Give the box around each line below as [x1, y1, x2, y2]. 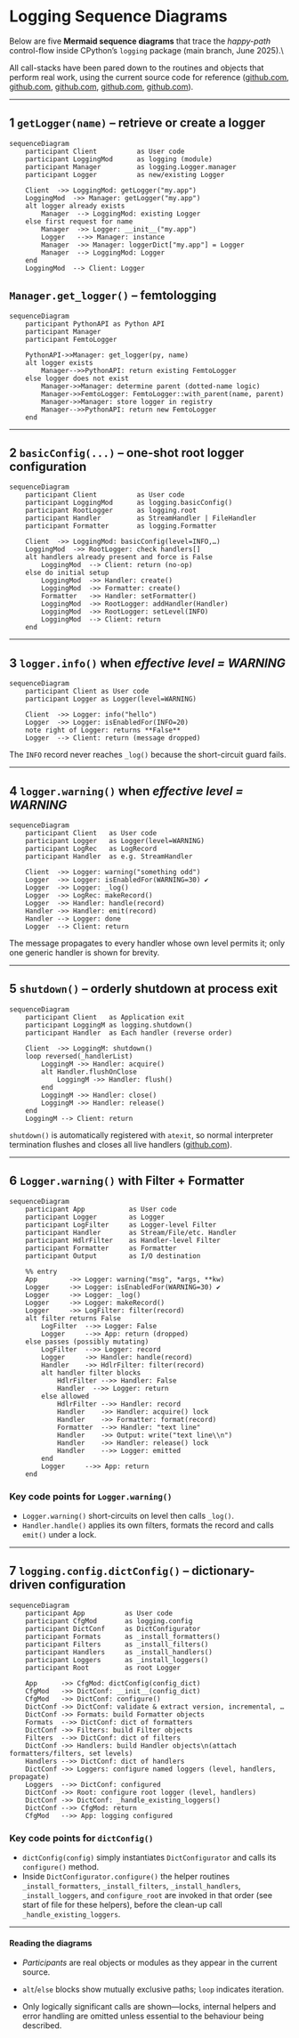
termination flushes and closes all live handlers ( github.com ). [9, 1139, 233, 1149]
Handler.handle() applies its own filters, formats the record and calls [21, 1520, 274, 1531]
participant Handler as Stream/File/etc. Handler [25, 1228, 238, 1237]
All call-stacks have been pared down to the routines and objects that [9, 62, 264, 73]
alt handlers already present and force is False [25, 553, 214, 562]
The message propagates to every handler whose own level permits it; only [9, 938, 286, 948]
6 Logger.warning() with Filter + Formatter [9, 1173, 245, 1189]
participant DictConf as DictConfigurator [25, 1624, 201, 1633]
